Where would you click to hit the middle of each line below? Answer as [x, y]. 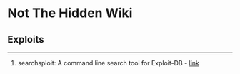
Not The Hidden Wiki [70, 13]
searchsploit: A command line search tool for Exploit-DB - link [109, 63]
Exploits [26, 39]
